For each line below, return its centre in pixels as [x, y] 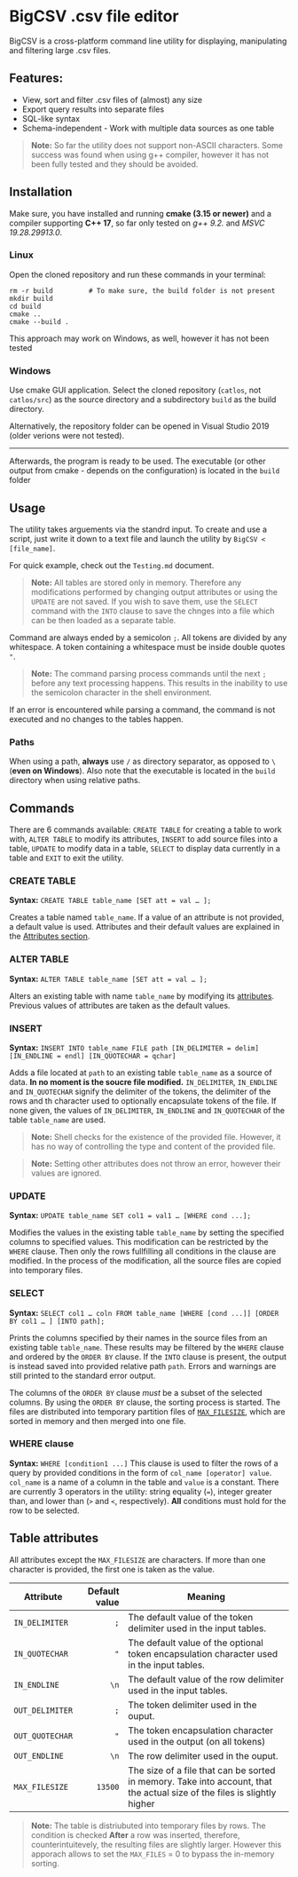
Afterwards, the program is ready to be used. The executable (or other [137, 461]
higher [141, 1803]
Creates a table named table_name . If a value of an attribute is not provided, [147, 917]
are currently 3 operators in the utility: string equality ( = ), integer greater [141, 1491]
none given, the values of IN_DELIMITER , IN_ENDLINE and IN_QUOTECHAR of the [147, 1110]
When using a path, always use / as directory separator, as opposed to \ [143, 762]
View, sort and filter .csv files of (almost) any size [112, 99]
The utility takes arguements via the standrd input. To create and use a [138, 529]
